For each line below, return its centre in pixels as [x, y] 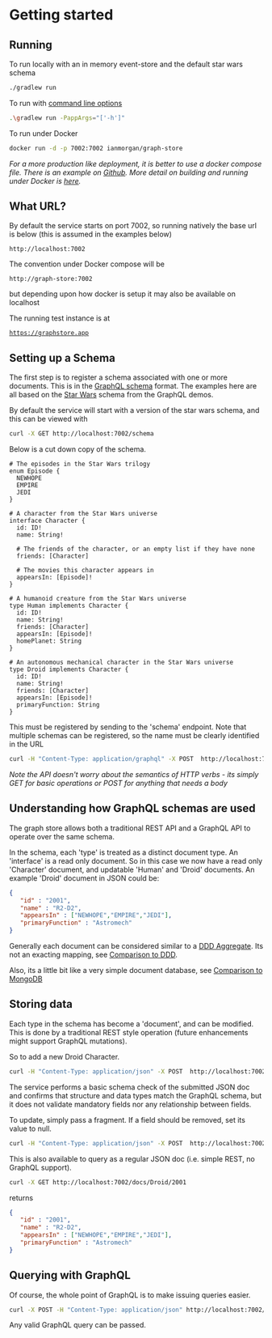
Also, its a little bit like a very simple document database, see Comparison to [136, 971]
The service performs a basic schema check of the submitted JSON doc [130, 1087]
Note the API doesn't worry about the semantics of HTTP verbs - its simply [134, 774]
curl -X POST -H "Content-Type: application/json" [96, 1310]
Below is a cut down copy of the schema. [77, 449]
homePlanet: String [49, 641]
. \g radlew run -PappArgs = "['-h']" [67, 118]
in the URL [26, 744]
